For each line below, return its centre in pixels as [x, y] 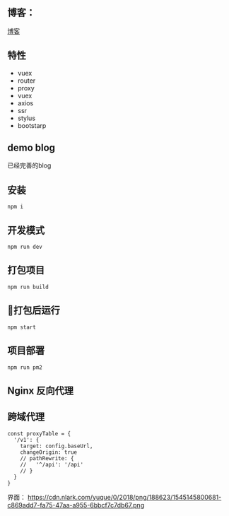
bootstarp [32, 125]
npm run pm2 [25, 367]
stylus [27, 118]
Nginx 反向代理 [41, 391]
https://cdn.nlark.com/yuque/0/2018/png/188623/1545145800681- [124, 497]
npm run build [28, 287]
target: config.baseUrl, [57, 446]
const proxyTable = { [39, 433]
